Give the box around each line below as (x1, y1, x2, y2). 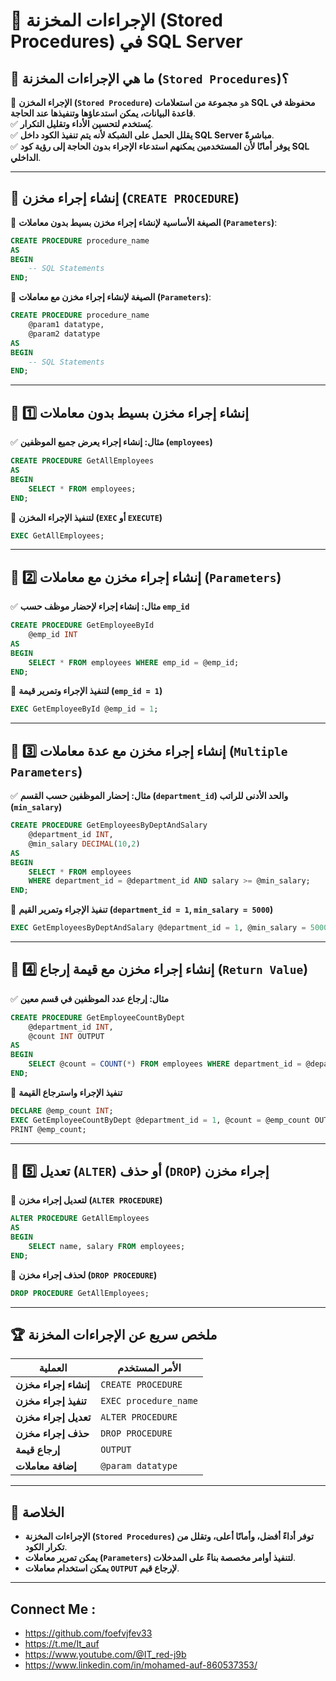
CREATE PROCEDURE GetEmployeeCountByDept (10, 1012, 186, 1023)
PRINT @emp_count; (10, 1124, 87, 1134)
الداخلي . (10, 152, 42, 163)
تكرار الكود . (24, 1541, 68, 1553)
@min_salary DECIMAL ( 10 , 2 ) (28, 839, 141, 849)
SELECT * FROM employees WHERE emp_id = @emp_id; (28, 657, 240, 668)
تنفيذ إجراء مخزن (15, 1394, 87, 1408)
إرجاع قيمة (15, 1443, 61, 1457)
